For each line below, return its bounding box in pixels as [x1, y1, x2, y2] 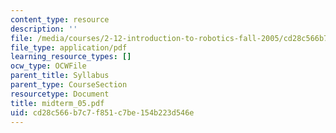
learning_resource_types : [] [10, 52, 132, 62]
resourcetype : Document [10, 89, 110, 99]
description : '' [10, 24, 78, 34]
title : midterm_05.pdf [10, 98, 105, 108]
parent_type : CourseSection [10, 80, 128, 90]
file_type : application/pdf [10, 42, 128, 53]
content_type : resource [10, 14, 110, 25]
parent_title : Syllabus [10, 71, 110, 81]
